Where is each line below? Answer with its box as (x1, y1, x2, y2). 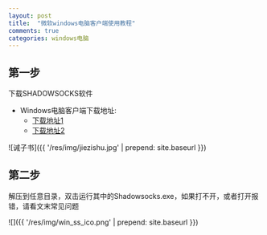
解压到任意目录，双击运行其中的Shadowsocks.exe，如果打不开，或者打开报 (8, 191, 259, 201)
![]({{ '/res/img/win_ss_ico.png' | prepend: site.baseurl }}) (8, 217, 199, 227)
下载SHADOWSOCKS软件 (8, 89, 93, 99)
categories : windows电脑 (8, 34, 89, 43)
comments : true (8, 26, 60, 34)
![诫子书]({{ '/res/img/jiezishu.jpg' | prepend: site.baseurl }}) (8, 143, 207, 152)
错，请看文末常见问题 (8, 201, 79, 211)
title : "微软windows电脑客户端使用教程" (8, 19, 136, 27)
